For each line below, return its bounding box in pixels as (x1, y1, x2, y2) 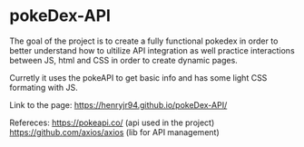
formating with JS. (9, 82, 79, 93)
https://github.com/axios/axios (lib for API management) (9, 126, 220, 137)
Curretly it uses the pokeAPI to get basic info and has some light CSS (9, 72, 268, 83)
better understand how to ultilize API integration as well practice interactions (9, 44, 295, 55)
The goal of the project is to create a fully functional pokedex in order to (9, 35, 279, 46)
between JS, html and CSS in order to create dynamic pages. (9, 54, 238, 65)
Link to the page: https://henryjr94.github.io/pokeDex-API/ (9, 99, 228, 110)
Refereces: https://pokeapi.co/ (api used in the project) (9, 117, 215, 128)
